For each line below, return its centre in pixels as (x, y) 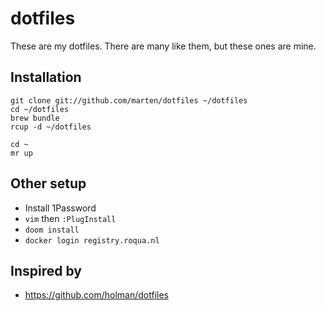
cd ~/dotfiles (40, 109)
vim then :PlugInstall (70, 218)
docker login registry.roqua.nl (92, 240)
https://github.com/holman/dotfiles (96, 295)
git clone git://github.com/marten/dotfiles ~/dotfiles (129, 100)
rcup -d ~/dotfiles (51, 127)
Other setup (48, 183)
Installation (46, 77)
